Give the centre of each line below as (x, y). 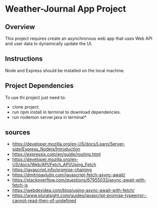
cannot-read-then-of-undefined (44, 201)
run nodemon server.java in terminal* (49, 117)
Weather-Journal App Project (66, 9)
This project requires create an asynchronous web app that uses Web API (79, 38)
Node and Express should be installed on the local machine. (65, 70)
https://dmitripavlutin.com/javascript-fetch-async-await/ (69, 175)
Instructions (24, 59)
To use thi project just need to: (35, 97)
